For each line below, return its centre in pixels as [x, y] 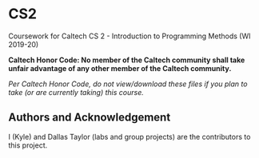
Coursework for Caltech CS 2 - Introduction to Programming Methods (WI [129, 36]
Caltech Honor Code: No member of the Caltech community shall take [127, 60]
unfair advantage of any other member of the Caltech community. [120, 68]
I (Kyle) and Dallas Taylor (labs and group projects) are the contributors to [129, 136]
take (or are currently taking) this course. [76, 92]
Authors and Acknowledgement [90, 118]
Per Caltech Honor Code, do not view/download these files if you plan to [128, 84]
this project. [28, 145]
